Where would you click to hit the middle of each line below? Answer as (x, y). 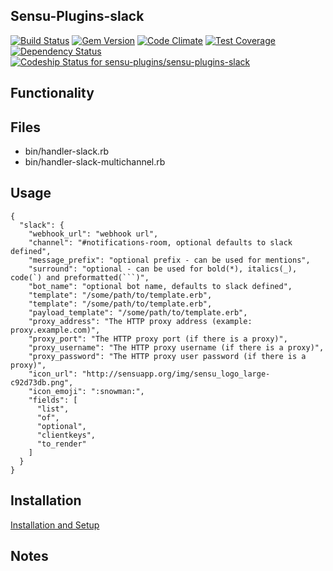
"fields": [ (53, 400)
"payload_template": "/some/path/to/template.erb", (138, 312)
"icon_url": (53, 374)
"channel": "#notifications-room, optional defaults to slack (160, 242)
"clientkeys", (66, 435)
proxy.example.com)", (55, 330)
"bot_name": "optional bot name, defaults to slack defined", (160, 286)
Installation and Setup (55, 525)
